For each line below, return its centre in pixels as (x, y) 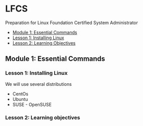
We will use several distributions (38, 84)
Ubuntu (20, 99)
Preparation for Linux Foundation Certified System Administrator (71, 23)
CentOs (20, 94)
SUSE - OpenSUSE (32, 104)
